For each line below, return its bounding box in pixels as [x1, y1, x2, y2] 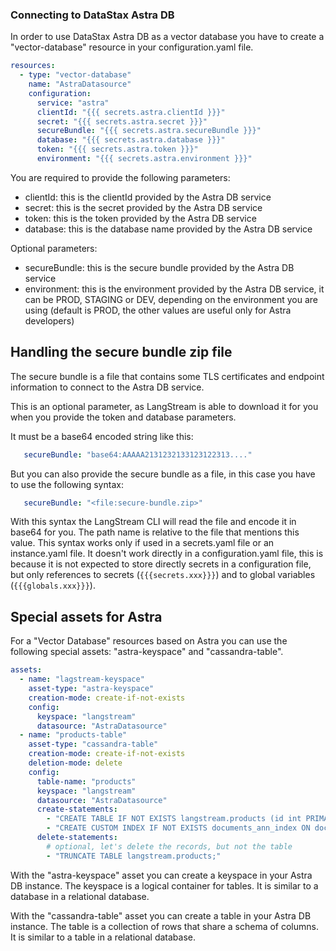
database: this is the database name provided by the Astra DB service [24, 223, 313, 235]
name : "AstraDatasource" [28, 79, 132, 90]
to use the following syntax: [10, 478, 124, 490]
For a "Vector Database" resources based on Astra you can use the [10, 635, 288, 647]
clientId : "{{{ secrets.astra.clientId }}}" [36, 107, 226, 117]
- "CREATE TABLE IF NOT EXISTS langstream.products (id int [46, 814, 302, 824]
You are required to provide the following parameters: [10, 171, 231, 183]
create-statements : [36, 804, 118, 815]
